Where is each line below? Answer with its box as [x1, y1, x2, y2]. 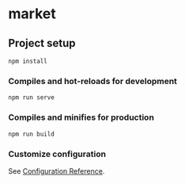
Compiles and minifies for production [8, 112, 154, 123]
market [8, 5, 57, 23]
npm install [8, 57, 47, 65]
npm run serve [8, 94, 55, 102]
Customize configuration [8, 148, 107, 159]
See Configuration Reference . [8, 166, 105, 175]
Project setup [8, 36, 77, 50]
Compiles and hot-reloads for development [8, 75, 178, 86]
